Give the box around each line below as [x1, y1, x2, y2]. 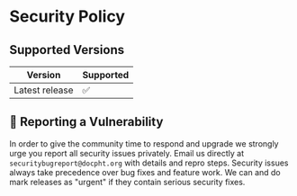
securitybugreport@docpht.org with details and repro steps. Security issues [9, 157, 289, 168]
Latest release [13, 84, 74, 96]
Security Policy [9, 6, 126, 27]
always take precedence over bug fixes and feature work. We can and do [9, 166, 281, 177]
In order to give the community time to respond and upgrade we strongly [9, 138, 279, 149]
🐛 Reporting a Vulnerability [9, 114, 164, 129]
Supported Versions [9, 42, 124, 58]
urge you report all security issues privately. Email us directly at [9, 147, 245, 158]
